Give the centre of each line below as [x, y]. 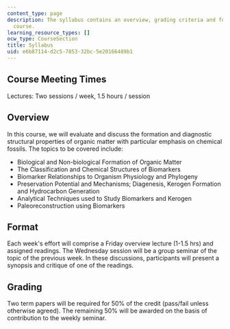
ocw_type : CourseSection [42, 39]
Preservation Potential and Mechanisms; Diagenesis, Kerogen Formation [119, 184]
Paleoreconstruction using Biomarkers [71, 206]
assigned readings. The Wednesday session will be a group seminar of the [112, 251]
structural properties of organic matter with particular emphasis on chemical [115, 141]
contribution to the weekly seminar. [57, 318]
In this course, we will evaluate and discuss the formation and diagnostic [110, 134]
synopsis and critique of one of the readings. [71, 265]
